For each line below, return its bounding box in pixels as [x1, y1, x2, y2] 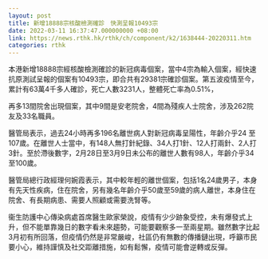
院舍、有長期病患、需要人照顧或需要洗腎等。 [8, 195, 156, 205]
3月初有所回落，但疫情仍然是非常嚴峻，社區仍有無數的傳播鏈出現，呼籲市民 [8, 233, 258, 242]
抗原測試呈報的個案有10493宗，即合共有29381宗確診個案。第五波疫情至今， [8, 74, 259, 84]
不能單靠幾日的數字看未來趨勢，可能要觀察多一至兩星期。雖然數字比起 [29, 222, 260, 232]
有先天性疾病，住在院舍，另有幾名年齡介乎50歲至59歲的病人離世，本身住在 [8, 185, 257, 195]
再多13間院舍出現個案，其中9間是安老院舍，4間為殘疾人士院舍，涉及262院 [8, 102, 254, 111]
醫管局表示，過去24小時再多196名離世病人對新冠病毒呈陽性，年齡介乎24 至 [8, 129, 256, 138]
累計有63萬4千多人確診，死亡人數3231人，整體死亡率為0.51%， [8, 85, 218, 94]
